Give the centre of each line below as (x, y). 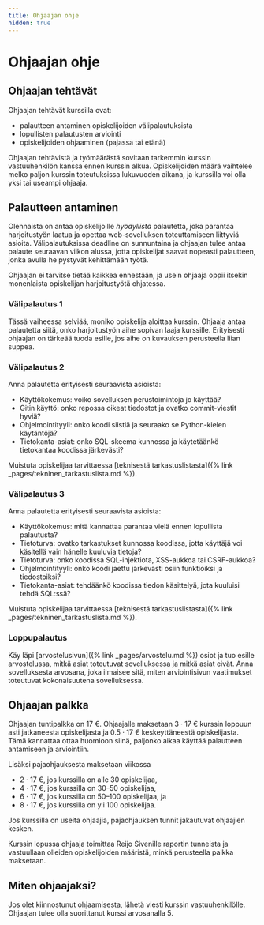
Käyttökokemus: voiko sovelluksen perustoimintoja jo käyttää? (120, 399)
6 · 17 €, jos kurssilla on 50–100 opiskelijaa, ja (93, 797)
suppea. (22, 346)
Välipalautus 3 (36, 494)
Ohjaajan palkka (48, 705)
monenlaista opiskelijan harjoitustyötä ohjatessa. (87, 284)
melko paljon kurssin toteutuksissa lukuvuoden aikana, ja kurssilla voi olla (127, 174)
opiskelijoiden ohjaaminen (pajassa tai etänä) (93, 142)
